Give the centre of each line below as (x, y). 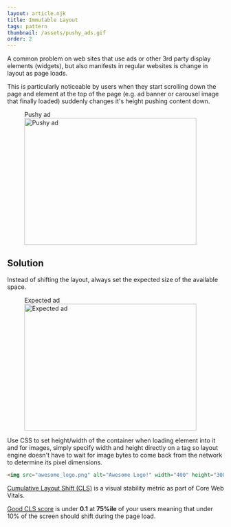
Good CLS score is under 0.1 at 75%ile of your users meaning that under (110, 508)
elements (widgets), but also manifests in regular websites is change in (108, 66)
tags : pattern (27, 26)
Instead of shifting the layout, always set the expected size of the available (113, 279)
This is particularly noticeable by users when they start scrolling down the (112, 87)
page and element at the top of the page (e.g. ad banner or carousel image (113, 94)
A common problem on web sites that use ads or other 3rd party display (109, 58)
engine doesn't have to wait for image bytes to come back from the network (115, 455)
